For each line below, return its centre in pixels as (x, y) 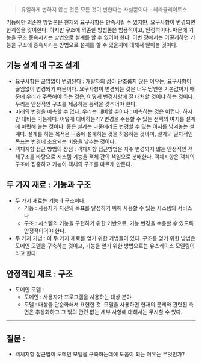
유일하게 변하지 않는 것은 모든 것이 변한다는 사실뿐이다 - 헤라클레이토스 (104, 9)
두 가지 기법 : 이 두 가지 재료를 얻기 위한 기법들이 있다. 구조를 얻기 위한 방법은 (105, 238)
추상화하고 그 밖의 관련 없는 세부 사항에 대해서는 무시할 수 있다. (109, 312)
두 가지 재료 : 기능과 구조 (49, 185)
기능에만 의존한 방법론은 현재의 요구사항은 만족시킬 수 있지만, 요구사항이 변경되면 (101, 22)
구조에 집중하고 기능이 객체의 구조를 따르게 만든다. (73, 164)
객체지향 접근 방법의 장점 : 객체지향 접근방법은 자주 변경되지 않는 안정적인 (101, 149)
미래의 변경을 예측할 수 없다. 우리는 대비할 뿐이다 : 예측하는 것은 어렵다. (98, 111)
